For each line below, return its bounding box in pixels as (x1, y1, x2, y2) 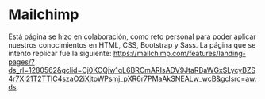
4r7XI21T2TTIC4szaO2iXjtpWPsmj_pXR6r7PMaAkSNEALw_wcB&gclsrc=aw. (8, 74, 257, 83)
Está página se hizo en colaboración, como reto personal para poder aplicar (8, 32, 256, 41)
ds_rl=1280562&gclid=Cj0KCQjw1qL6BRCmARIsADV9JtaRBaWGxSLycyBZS (8, 65, 256, 74)
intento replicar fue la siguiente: (8, 48, 112, 58)
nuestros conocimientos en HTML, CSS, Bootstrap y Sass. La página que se (8, 40, 256, 49)
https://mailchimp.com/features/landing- (113, 48, 246, 58)
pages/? (8, 57, 35, 67)
